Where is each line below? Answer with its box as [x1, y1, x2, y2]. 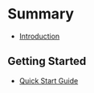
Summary [7, 5, 74, 23]
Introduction [18, 31, 60, 41]
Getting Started [7, 55, 87, 68]
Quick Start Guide [18, 75, 79, 85]
